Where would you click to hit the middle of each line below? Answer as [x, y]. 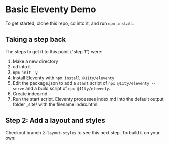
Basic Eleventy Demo [51, 9]
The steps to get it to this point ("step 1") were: [54, 51]
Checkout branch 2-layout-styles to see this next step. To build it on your [83, 132]
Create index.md [30, 94]
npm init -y [25, 72]
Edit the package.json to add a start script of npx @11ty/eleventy [81, 83]
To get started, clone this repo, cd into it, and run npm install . [70, 23]
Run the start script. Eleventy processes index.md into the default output [88, 99]
